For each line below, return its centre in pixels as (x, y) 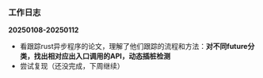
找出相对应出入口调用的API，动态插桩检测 (102, 56)
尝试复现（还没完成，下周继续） (72, 66)
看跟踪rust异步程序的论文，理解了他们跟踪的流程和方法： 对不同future (133, 46)
